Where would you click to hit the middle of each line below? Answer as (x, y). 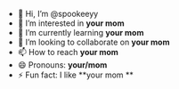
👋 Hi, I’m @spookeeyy (58, 14)
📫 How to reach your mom (68, 52)
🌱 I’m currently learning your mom (81, 32)
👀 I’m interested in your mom (71, 23)
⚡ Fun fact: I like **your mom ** (75, 75)
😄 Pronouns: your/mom (62, 65)
